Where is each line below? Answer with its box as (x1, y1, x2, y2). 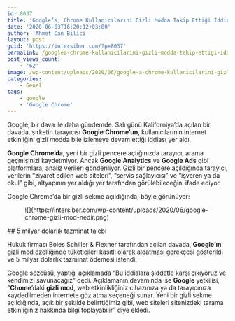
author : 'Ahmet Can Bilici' (7, 29, 90, 37)
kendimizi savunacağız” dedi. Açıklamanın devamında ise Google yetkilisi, (7, 276, 220, 284)
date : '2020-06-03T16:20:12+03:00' (7, 23, 111, 30)
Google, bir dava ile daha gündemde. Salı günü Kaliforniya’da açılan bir (7, 120, 211, 129)
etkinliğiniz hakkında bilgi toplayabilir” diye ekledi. (7, 306, 150, 314)
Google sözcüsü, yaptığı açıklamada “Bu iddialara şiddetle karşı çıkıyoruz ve (7, 269, 226, 277)
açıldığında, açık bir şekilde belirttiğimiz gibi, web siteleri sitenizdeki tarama (7, 298, 224, 306)
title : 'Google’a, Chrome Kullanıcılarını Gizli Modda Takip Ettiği (7, 17, 211, 24)
